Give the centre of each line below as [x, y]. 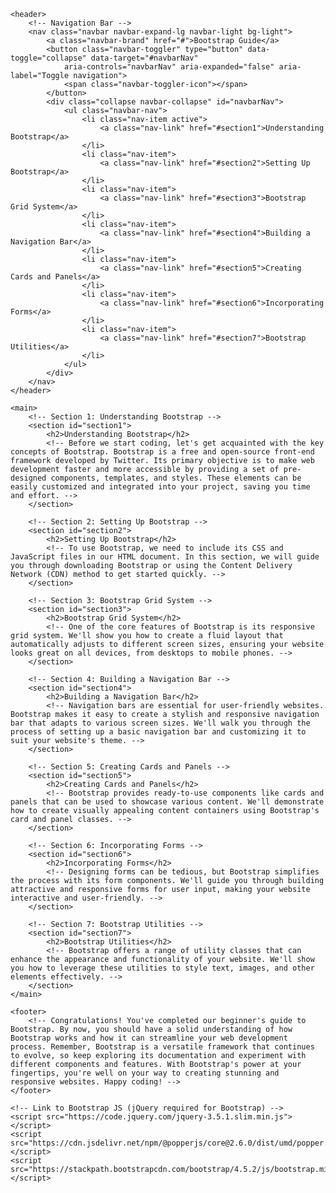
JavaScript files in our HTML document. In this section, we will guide [165, 557]
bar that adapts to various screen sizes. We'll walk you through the [160, 723]
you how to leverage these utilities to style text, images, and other [162, 968]
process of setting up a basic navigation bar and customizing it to [158, 732]
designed [28, 478]
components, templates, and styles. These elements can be [176, 478]
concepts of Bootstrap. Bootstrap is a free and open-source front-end [162, 452]
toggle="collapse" [48, 58]
